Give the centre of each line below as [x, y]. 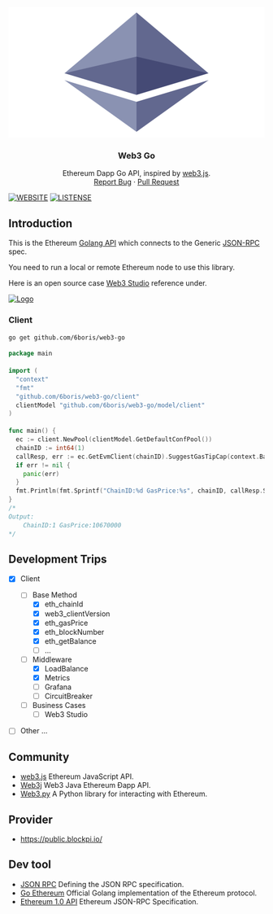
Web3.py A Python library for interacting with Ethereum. [114, 794]
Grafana [58, 687]
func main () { [32, 431]
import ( [23, 371]
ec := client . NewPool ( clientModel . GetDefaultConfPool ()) [114, 440]
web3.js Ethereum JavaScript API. [77, 776]
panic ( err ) [41, 474]
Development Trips [58, 559]
